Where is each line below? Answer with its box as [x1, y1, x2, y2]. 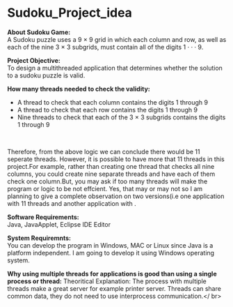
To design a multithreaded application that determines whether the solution [7, 63, 223, 72]
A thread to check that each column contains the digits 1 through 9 [17, 98, 209, 106]
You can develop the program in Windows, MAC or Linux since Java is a [7, 241, 214, 249]
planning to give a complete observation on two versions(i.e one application [7, 192, 225, 200]
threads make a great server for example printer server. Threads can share [7, 284, 221, 292]
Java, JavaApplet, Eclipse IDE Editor [7, 220, 111, 228]
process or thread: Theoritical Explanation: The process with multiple [7, 277, 207, 285]
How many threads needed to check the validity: [7, 84, 151, 93]
